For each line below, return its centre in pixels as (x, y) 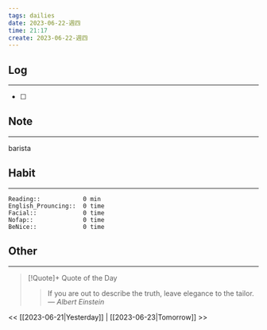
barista (20, 148)
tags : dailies (32, 16)
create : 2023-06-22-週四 (48, 38)
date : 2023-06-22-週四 (44, 23)
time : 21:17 (28, 30)
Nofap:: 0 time (56, 219)
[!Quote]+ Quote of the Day (72, 278)
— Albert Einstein (76, 301)
